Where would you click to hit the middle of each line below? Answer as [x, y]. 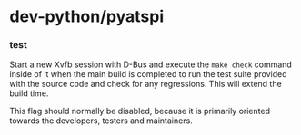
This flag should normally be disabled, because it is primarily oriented [140, 111]
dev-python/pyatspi [87, 17]
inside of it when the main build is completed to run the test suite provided [148, 74]
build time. [29, 93]
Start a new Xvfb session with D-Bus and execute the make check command [151, 64]
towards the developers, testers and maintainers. [101, 121]
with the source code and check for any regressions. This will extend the [145, 84]
